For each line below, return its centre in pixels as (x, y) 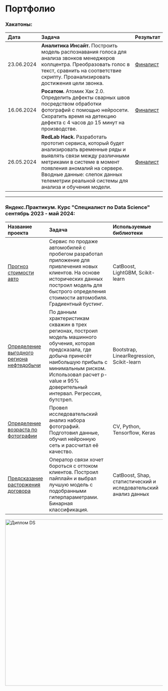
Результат (147, 37)
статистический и (134, 481)
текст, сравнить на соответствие (81, 71)
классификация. (69, 509)
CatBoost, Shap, (132, 475)
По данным (63, 312)
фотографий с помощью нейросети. (85, 110)
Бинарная (61, 503)
